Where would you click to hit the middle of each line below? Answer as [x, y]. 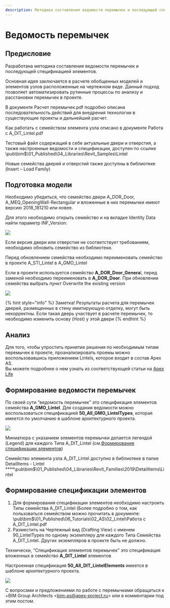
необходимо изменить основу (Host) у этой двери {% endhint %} [76, 319]
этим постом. [20, 601]
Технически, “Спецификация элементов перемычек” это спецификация [83, 550]
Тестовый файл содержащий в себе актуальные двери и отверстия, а [81, 143]
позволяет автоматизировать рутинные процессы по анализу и [74, 92]
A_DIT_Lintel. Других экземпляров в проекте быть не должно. [79, 540]
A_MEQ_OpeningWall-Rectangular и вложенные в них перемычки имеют [83, 202]
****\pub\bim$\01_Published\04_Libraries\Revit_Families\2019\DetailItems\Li [85, 469]
